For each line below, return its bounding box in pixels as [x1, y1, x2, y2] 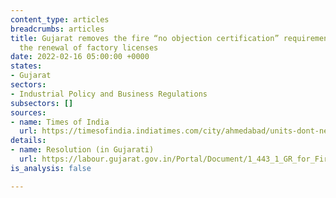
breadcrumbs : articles [10, 24, 105, 34]
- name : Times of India [10, 117, 110, 127]
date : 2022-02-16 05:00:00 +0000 [10, 52, 150, 62]
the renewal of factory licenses [19, 42, 159, 53]
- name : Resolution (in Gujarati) [10, 145, 155, 155]
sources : [10, 107, 47, 118]
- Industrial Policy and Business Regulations [10, 89, 208, 99]
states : [10, 61, 43, 71]
